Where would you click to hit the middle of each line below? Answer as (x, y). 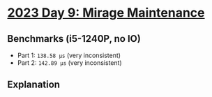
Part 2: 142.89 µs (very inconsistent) (69, 63)
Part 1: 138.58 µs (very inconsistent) (69, 55)
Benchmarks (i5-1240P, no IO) (74, 39)
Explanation (34, 85)
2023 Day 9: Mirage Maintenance (106, 13)
